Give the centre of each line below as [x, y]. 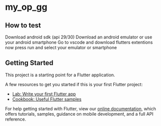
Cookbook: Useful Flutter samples [47, 99]
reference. [16, 119]
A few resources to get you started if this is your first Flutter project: [74, 84]
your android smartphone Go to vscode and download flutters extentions [79, 42]
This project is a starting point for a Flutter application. [60, 75]
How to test [23, 25]
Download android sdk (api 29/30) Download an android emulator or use [79, 37]
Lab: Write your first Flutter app [44, 94]
